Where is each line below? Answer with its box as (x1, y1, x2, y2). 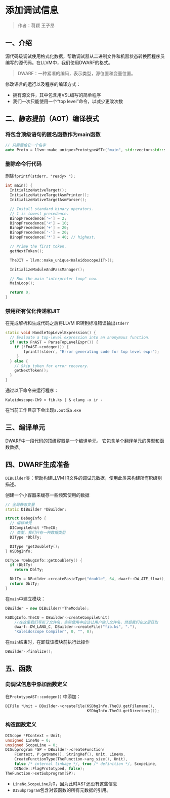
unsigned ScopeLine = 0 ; (5, 742, 58, 748)
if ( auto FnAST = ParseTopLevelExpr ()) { (10, 340, 99, 345)
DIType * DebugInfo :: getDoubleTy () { (5, 558, 82, 563)
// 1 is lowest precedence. (10, 211, 69, 216)
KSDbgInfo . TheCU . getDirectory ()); (87, 708, 159, 713)
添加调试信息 (5, 5, 59, 16)
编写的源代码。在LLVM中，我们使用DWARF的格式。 (5, 59, 113, 65)
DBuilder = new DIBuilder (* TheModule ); (5, 606, 90, 611)
